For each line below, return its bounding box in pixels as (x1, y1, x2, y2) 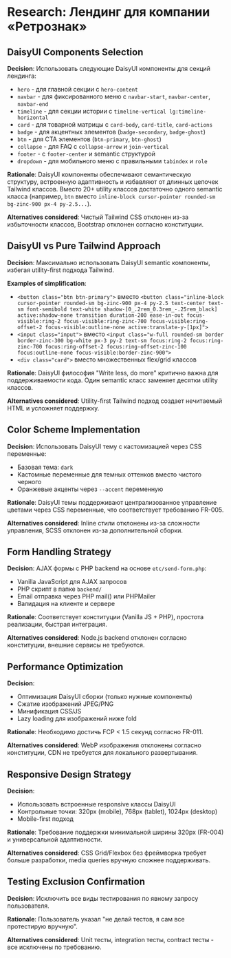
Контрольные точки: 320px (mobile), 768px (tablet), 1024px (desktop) (16, 807, 218, 816)
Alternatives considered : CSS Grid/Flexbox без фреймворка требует (7, 848, 207, 857)
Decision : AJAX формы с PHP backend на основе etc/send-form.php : (7, 564, 207, 572)
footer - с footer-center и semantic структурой (16, 149, 156, 158)
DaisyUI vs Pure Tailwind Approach (7, 240, 161, 252)
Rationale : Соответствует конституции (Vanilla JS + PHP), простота (7, 613, 204, 621)
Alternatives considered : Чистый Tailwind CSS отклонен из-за (7, 213, 189, 221)
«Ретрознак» (7, 19, 87, 34)
